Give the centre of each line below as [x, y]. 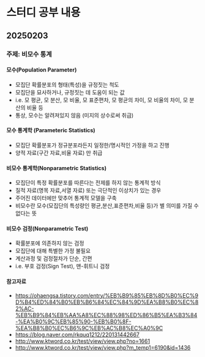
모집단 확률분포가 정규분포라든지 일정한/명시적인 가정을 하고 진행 [92, 145]
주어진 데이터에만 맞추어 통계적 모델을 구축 [66, 198]
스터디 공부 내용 [43, 13]
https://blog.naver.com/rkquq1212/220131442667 [77, 334]
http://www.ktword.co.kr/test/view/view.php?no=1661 [83, 341]
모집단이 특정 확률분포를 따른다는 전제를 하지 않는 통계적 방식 [88, 183]
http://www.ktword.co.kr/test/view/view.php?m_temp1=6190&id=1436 [103, 347]
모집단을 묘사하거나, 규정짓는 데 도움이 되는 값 [70, 92]
